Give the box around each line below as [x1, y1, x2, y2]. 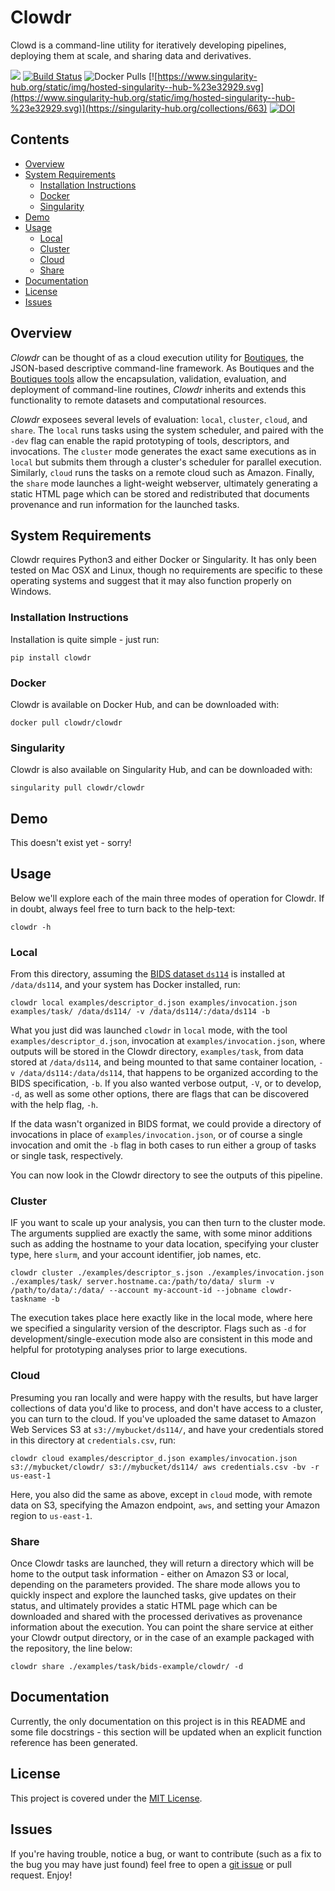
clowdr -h [10, 922, 52, 932]
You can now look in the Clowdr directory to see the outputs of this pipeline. [10, 1169, 323, 1181]
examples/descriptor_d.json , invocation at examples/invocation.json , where [10, 1035, 326, 1047]
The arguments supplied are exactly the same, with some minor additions [10, 1227, 313, 1240]
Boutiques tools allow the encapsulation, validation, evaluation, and [10, 372, 287, 385]
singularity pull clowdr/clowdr [10, 783, 145, 793]
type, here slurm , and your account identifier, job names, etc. [10, 1249, 262, 1261]
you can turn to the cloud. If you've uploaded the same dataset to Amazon [10, 1412, 317, 1425]
